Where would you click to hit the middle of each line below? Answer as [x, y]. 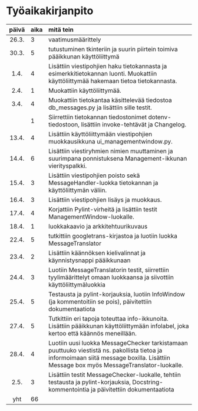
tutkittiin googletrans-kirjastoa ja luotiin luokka [113, 236]
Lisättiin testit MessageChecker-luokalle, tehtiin [114, 374]
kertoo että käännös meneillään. [92, 333]
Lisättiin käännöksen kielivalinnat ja [97, 253]
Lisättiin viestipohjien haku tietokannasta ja [108, 66]
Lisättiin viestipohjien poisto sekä [94, 175]
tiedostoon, [64, 124]
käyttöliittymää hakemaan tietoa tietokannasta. [113, 81]
